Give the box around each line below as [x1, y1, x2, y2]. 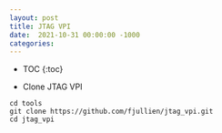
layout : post [9, 13, 59, 23]
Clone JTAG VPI [22, 81, 83, 92]
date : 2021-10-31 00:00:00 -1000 [9, 30, 141, 39]
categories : [9, 38, 55, 48]
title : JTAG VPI [9, 22, 71, 31]
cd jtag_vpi [9, 115, 55, 124]
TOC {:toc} [22, 64, 64, 75]
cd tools [9, 99, 43, 108]
